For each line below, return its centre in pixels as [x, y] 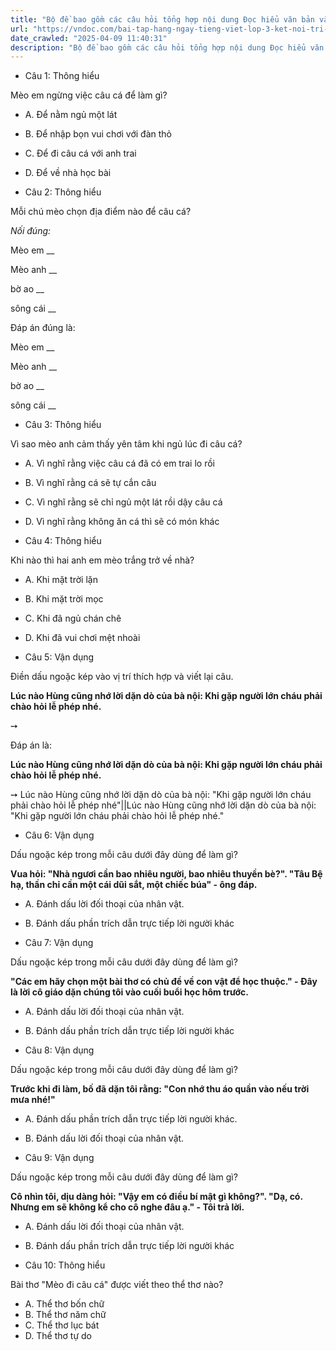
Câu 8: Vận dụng [59, 1050]
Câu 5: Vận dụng [59, 657]
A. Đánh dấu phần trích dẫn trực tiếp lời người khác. [131, 1119]
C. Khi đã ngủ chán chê [73, 618]
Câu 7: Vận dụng [59, 943]
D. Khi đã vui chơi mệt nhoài [82, 638]
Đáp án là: [31, 745]
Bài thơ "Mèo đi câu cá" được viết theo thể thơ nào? [117, 1285]
